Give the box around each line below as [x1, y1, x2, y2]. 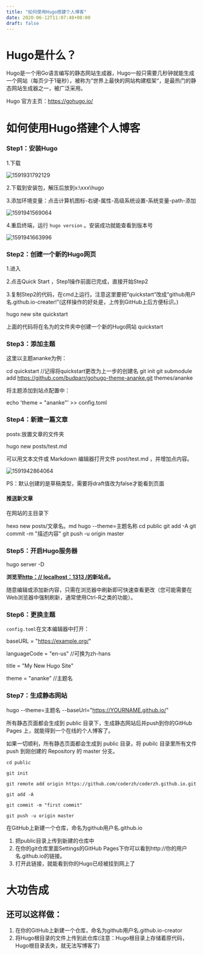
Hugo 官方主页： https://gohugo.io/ [6, 98, 93, 105]
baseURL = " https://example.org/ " [6, 637, 92, 645]
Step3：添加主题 [6, 340, 56, 348]
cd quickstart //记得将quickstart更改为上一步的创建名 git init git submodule [6, 368, 193, 375]
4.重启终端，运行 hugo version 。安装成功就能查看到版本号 [6, 221, 153, 228]
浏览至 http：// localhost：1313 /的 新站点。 [6, 573, 114, 581]
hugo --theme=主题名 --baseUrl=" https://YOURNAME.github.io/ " [6, 706, 169, 714]
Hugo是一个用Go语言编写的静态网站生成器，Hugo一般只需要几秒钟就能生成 [6, 69, 195, 77]
